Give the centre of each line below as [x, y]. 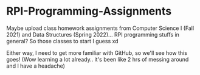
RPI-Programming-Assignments [89, 11]
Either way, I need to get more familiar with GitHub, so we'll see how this [97, 52]
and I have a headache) [36, 66]
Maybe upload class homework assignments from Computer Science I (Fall [100, 28]
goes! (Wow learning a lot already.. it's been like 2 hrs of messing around [98, 59]
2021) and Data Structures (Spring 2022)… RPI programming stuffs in [93, 34]
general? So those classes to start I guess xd [62, 41]
